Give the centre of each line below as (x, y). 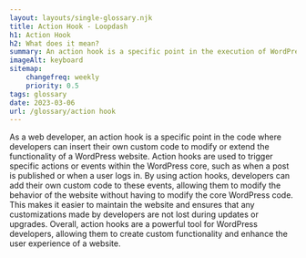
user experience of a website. (65, 243)
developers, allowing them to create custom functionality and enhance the (149, 234)
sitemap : (26, 69)
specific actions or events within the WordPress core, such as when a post (149, 166)
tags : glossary (38, 94)
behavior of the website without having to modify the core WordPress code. (152, 195)
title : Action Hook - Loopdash (69, 26)
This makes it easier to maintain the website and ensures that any (132, 205)
